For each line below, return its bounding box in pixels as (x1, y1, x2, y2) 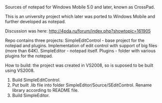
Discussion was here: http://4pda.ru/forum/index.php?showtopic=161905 (5, 28, 151, 34)
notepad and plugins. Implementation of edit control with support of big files (5, 43, 158, 48)
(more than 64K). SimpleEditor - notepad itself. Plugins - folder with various (5, 48, 156, 53)
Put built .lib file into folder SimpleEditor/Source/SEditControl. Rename (12, 82, 152, 88)
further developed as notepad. (5, 19, 66, 24)
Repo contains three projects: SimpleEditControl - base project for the (5, 37, 145, 43)
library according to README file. (12, 87, 79, 93)
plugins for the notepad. (5, 53, 53, 59)
